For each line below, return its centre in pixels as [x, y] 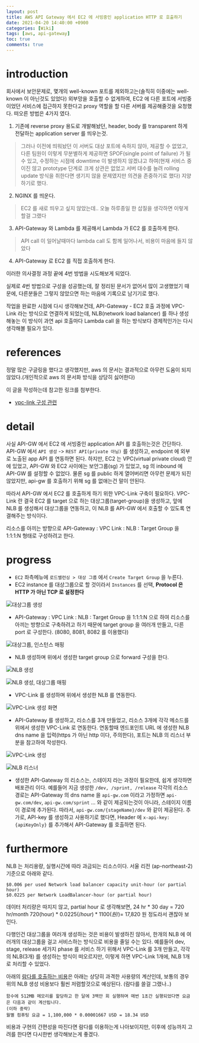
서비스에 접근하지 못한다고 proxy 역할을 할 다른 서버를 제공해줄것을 [99, 106]
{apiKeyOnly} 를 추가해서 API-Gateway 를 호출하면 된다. [81, 824]
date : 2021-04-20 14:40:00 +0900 [47, 23]
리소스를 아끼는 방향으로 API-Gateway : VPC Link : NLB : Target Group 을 [93, 528]
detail [20, 426]
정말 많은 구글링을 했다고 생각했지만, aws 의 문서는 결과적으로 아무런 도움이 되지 [99, 369]
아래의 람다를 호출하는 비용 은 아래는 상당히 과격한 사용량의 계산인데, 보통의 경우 [98, 976]
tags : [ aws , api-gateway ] [38, 34]
